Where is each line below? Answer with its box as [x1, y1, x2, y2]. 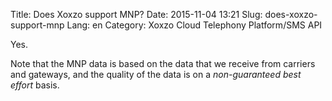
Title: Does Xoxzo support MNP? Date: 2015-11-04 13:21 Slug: [10, 9, 263, 20]
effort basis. [10, 79, 60, 91]
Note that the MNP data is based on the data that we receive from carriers [10, 58, 316, 69]
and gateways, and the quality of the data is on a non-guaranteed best [10, 69, 302, 80]
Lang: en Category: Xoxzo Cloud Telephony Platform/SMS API [66, 19, 323, 31]
